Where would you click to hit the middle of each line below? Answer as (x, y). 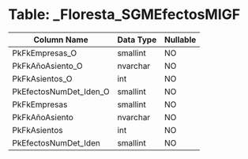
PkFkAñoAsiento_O (47, 66)
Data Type (137, 40)
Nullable (180, 40)
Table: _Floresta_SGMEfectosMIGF (124, 15)
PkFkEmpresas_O (45, 53)
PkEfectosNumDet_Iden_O (61, 91)
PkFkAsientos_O (42, 78)
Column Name (61, 40)
